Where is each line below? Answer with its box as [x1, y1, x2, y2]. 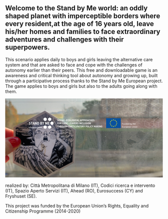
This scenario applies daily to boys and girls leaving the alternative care [5, 56, 153, 62]
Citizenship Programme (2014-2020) [5, 208, 81, 214]
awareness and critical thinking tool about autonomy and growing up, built [5, 72, 158, 78]
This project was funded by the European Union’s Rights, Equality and [5, 202, 149, 208]
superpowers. [5, 43, 50, 52]
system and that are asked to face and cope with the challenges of [5, 62, 142, 68]
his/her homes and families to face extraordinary [5, 28, 160, 36]
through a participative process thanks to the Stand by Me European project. [5, 78, 163, 84]
